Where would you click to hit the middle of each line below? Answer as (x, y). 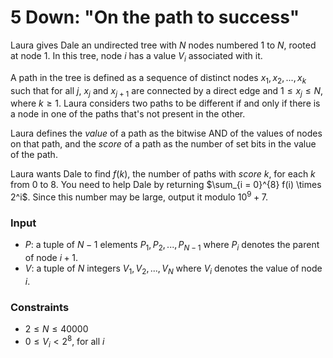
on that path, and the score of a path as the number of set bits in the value (163, 144)
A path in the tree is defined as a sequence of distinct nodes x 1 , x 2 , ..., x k (158, 78)
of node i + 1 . (51, 258)
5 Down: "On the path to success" (155, 17)
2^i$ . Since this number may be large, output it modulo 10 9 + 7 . (139, 196)
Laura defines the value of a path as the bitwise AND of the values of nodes (166, 133)
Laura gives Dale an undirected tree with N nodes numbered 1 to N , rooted (163, 45)
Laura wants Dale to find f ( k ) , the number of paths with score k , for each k (163, 174)
